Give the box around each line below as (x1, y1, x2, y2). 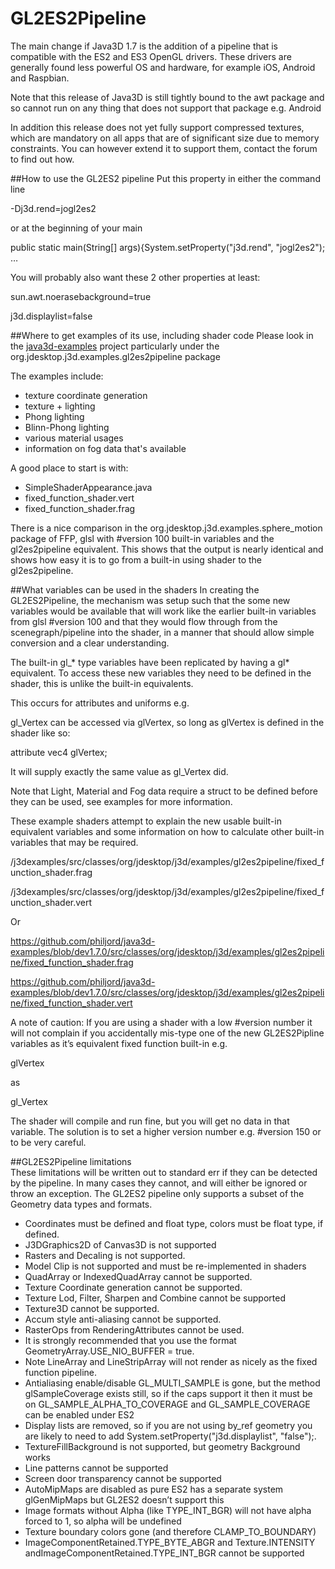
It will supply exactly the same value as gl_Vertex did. (10, 765, 229, 777)
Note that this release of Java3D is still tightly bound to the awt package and (10, 91, 325, 103)
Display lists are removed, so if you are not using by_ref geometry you (24, 1419, 313, 1431)
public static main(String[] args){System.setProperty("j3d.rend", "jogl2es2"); (10, 241, 326, 253)
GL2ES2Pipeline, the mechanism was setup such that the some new (10, 594, 291, 606)
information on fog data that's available (24, 442, 187, 454)
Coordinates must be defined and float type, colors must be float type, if (24, 1217, 324, 1229)
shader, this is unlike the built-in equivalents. (10, 677, 194, 689)
